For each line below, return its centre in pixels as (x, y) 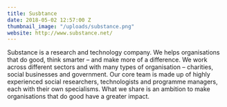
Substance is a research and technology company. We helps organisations (113, 52)
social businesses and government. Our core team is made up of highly (109, 75)
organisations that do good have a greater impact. (79, 97)
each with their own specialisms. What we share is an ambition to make (109, 89)
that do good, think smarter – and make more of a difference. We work (107, 60)
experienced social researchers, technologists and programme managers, (112, 82)
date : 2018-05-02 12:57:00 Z (49, 20)
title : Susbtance (32, 13)
